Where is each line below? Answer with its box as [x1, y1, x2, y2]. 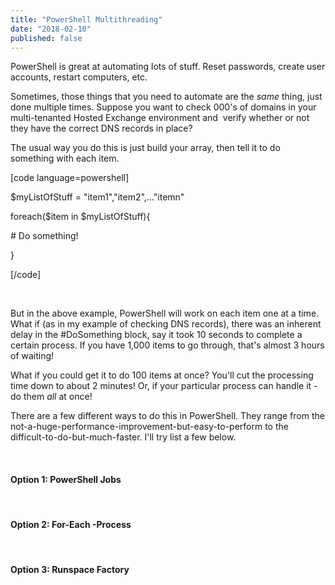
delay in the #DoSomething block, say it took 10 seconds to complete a [10, 329, 303, 341]
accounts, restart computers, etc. [10, 71, 148, 83]
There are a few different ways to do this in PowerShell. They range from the [10, 410, 325, 422]
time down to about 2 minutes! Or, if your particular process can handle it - [10, 380, 318, 392]
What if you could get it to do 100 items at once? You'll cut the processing [10, 369, 314, 381]
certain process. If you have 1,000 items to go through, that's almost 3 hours [10, 339, 325, 351]
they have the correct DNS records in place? [10, 122, 193, 135]
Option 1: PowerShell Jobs [10, 473, 122, 485]
